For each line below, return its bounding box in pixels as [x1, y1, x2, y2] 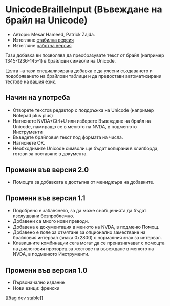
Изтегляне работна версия [12, 42, 72, 48]
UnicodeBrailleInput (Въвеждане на [5, 4, 162, 15]
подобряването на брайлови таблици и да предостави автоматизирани [5, 73, 162, 79]
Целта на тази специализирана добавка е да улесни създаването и [5, 68, 153, 74]
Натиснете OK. [12, 139, 46, 146]
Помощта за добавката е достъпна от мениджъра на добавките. [12, 179, 155, 185]
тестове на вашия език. [5, 78, 57, 85]
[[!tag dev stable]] [5, 295, 44, 301]
